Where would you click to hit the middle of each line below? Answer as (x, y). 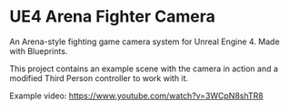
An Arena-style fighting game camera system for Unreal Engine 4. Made (144, 41)
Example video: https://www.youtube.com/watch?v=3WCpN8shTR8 (136, 96)
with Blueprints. (39, 50)
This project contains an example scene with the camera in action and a (144, 69)
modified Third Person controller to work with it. (99, 78)
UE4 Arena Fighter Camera (113, 17)
